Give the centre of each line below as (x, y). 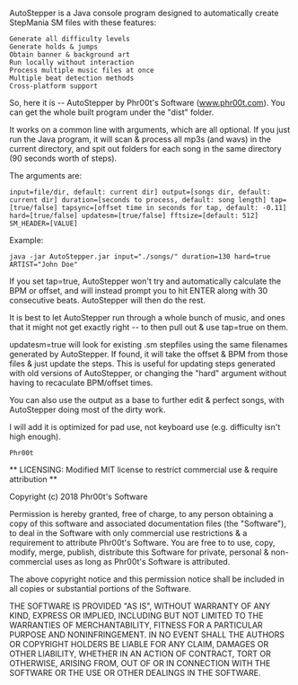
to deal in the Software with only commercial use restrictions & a (128, 533)
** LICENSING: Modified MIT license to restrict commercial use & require (144, 470)
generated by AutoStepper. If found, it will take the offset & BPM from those (149, 354)
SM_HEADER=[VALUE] (44, 224)
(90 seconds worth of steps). (63, 158)
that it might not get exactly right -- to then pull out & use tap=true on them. (149, 327)
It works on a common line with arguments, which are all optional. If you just (150, 130)
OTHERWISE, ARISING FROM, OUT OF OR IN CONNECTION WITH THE (140, 663)
